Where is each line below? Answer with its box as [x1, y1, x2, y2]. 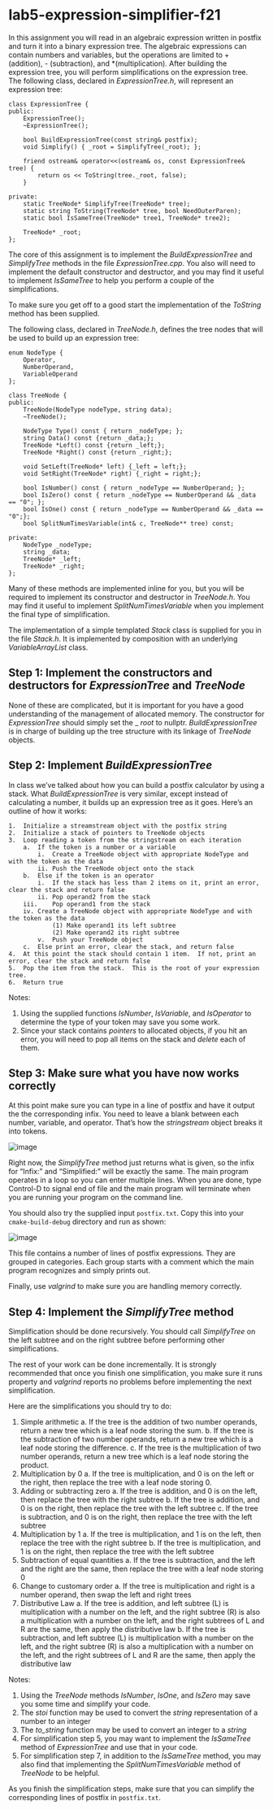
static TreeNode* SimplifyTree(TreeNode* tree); [23, 199, 191, 208]
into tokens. [8, 1126, 48, 1136]
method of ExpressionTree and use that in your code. [19, 1743, 198, 1752]
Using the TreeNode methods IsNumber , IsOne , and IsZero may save [19, 1690, 251, 1700]
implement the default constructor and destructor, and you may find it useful [8, 267, 264, 276]
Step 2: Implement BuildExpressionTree [8, 759, 213, 772]
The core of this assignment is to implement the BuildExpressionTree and [8, 250, 253, 259]
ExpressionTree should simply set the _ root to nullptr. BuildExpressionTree [8, 717, 258, 727]
